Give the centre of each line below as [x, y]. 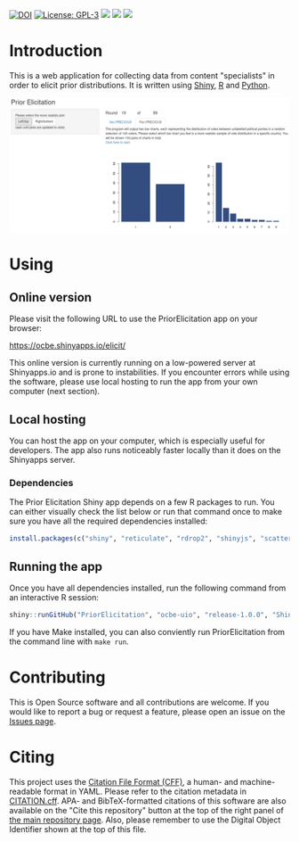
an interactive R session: [54, 597]
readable [25, 791]
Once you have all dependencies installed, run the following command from [148, 588]
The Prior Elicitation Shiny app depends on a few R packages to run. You [142, 502]
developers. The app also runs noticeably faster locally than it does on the [145, 450]
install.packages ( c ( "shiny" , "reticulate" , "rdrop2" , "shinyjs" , [133, 539]
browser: [26, 328]
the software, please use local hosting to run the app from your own [133, 382]
